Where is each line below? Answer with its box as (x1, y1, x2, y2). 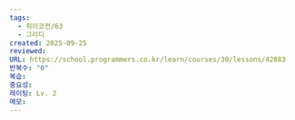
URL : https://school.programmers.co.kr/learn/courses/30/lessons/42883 (9, 55, 286, 64)
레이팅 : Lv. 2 (9, 88, 57, 97)
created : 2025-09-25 (9, 38, 88, 48)
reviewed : (9, 47, 47, 56)
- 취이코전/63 (17, 22, 64, 31)
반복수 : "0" (9, 64, 49, 73)
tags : (9, 13, 30, 23)
